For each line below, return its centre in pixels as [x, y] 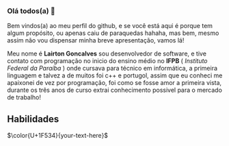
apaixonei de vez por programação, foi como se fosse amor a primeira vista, [114, 83]
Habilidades [33, 119]
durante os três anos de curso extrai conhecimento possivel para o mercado [114, 90]
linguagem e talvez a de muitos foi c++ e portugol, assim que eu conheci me [115, 75]
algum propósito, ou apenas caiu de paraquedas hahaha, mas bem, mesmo [113, 33]
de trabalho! [24, 97]
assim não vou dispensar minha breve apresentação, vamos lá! [96, 40]
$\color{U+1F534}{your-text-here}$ [57, 136]
